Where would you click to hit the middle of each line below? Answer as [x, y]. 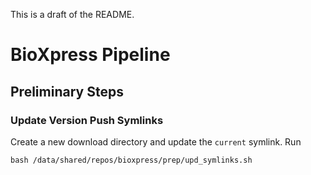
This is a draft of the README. [72, 14]
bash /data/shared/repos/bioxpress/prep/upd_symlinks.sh [131, 160]
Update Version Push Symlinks [87, 120]
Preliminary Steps [67, 91]
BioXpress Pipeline [90, 55]
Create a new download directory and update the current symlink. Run [156, 141]
